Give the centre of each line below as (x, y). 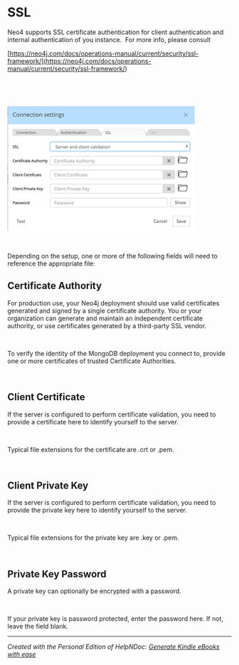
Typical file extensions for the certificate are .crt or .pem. (91, 449)
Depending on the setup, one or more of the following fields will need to (113, 256)
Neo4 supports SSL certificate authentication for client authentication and (116, 32)
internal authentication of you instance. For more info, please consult (109, 39)
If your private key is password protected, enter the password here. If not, (116, 619)
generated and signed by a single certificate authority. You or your (105, 310)
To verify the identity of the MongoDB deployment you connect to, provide (117, 353)
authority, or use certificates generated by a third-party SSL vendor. (107, 325)
